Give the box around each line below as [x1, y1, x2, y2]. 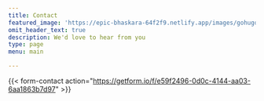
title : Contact [8, 11, 58, 20]
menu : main [8, 48, 44, 56]
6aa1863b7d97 [8, 85, 57, 94]
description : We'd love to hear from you [8, 33, 146, 41]
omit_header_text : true [8, 26, 86, 34]
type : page [8, 41, 44, 49]
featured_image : [8, 19, 61, 27]
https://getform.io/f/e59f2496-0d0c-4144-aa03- [93, 76, 251, 85]
